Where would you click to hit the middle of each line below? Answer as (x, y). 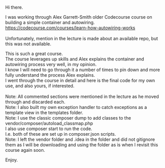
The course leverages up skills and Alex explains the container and (75, 59)
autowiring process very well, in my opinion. (51, 64)
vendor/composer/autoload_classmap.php (49, 123)
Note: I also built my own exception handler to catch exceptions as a (76, 107)
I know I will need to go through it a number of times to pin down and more (83, 70)
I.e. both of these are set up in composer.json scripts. (61, 134)
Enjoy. (12, 160)
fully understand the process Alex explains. (50, 75)
